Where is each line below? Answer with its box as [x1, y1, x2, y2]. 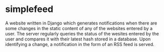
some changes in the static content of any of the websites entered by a [5, 25, 153, 31]
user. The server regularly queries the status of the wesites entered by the [5, 30, 159, 36]
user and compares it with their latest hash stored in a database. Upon [5, 36, 151, 42]
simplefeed [5, 3, 54, 15]
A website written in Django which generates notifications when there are [5, 20, 157, 26]
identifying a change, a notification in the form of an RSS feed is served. [5, 41, 154, 47]
